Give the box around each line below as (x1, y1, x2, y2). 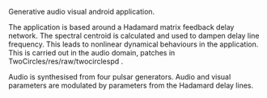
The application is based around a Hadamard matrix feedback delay (8, 22, 235, 31)
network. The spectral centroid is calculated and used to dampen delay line (8, 31, 260, 40)
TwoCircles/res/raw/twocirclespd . (8, 56, 124, 66)
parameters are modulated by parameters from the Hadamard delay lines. (8, 80, 254, 90)
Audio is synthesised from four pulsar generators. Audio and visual (8, 72, 231, 81)
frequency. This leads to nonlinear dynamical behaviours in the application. (8, 39, 259, 49)
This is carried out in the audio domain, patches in (8, 48, 176, 57)
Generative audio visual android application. (8, 7, 155, 16)
